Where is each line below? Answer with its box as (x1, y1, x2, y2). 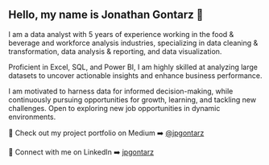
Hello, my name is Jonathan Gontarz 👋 (8, 8, 204, 22)
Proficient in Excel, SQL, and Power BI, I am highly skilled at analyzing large (8, 62, 258, 72)
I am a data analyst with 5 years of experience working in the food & (8, 29, 234, 39)
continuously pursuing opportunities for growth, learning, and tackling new (8, 94, 256, 105)
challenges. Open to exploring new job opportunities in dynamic (8, 103, 221, 113)
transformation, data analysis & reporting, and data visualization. (8, 46, 222, 56)
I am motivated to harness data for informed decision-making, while (8, 86, 234, 96)
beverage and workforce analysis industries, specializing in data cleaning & (8, 38, 259, 47)
